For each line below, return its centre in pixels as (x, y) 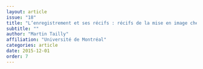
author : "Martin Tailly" (37, 34)
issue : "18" (21, 17)
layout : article (27, 12)
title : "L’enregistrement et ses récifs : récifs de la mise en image (97, 23)
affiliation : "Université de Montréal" (56, 40)
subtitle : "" (23, 28)
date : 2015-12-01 (28, 51)
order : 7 (17, 56)
